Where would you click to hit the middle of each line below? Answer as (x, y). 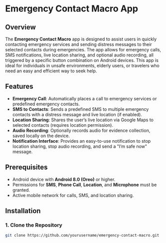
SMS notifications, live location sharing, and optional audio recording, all (79, 55)
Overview (21, 27)
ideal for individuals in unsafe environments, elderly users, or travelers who (82, 66)
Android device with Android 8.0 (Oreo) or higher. (64, 179)
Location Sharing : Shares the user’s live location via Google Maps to (83, 120)
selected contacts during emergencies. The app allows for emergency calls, (83, 50)
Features (19, 87)
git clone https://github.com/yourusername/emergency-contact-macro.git (82, 236)
